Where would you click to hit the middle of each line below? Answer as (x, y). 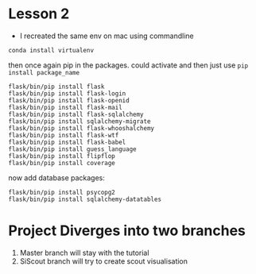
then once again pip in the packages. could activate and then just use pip (128, 65)
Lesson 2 (39, 14)
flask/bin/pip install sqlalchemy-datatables (85, 199)
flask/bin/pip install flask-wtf (64, 135)
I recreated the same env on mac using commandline (107, 36)
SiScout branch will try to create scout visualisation (104, 261)
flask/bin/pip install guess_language (72, 149)
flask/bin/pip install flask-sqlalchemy (76, 114)
